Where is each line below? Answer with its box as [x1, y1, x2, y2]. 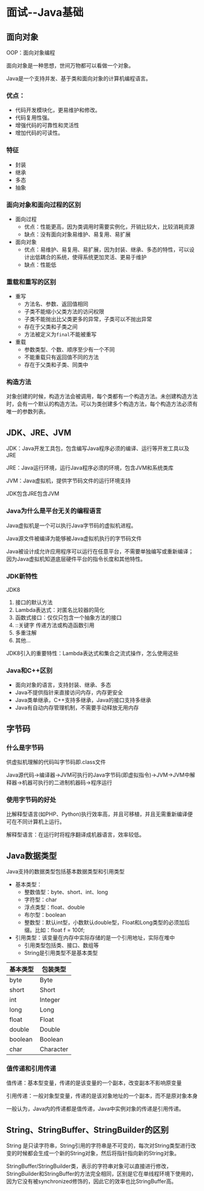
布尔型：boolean [24, 911, 66, 918]
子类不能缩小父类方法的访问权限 [24, 308, 104, 315]
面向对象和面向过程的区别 [6, 200, 81, 209]
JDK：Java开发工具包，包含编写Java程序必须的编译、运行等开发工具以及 [6, 445, 190, 452]
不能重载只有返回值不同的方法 [24, 353, 99, 361]
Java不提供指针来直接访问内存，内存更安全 [15, 689, 123, 696]
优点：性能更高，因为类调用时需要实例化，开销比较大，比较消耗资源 [24, 223, 195, 230]
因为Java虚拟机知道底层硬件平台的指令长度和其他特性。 [6, 555, 146, 563]
